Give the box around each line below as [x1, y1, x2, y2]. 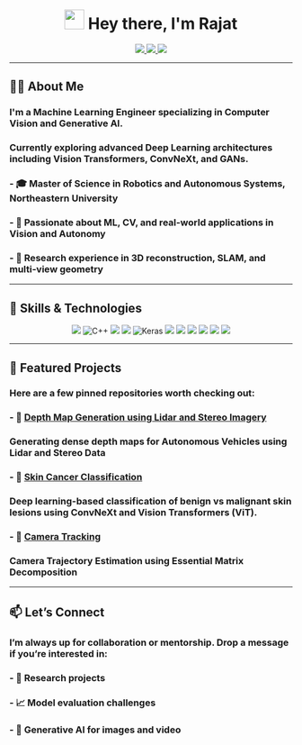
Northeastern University [9, 192, 119, 204]
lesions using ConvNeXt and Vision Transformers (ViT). [9, 506, 258, 519]
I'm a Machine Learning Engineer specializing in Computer [9, 106, 270, 119]
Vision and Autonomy [9, 228, 106, 241]
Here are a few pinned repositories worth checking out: [9, 387, 255, 400]
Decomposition [9, 566, 78, 578]
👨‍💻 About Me [9, 79, 84, 95]
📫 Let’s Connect [9, 604, 105, 620]
